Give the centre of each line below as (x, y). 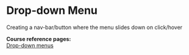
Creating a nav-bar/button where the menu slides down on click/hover (94, 27)
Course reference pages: (39, 39)
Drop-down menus (30, 45)
